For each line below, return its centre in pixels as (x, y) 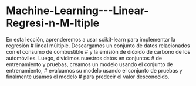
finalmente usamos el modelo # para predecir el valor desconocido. (88, 77)
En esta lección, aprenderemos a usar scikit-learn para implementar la (91, 39)
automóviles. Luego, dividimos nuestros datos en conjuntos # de (84, 58)
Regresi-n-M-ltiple (53, 23)
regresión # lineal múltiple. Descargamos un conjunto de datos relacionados (98, 46)
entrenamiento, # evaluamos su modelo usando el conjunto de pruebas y (94, 70)
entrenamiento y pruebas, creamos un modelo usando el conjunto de (89, 64)
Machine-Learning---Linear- (77, 11)
